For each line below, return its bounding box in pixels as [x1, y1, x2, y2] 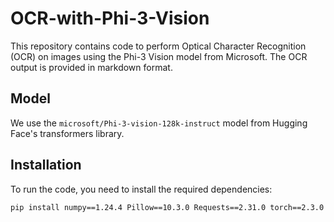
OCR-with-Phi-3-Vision [10, 7, 210, 30]
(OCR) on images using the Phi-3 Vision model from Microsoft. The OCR [10, 50, 308, 62]
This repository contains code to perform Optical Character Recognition [10, 40, 307, 52]
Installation [10, 157, 82, 174]
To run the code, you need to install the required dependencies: [10, 183, 273, 195]
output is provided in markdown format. [10, 61, 173, 73]
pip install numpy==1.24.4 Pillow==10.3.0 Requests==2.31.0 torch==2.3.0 [10, 202, 325, 212]
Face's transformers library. [10, 127, 125, 139]
